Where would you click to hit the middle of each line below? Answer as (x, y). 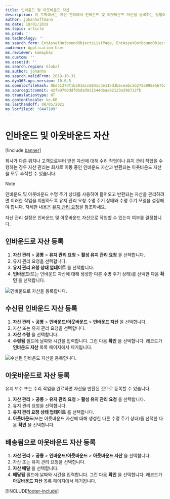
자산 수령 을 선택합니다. (35, 334)
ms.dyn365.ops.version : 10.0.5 (38, 81)
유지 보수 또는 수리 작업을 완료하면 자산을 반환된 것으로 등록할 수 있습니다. (78, 389)
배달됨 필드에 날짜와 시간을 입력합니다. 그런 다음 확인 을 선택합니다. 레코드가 (88, 475)
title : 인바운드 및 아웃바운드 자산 (37, 10)
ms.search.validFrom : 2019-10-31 (40, 76)
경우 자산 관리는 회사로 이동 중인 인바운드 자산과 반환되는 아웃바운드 (86, 167)
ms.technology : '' (25, 39)
